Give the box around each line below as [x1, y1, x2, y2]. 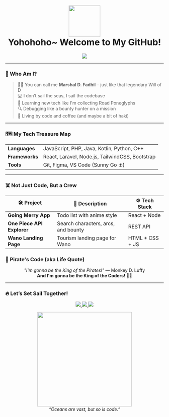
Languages [8, 145, 35, 152]
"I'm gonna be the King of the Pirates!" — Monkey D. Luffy [24, 267, 145, 273]
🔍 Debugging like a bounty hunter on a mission [17, 106, 116, 112]
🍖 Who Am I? [5, 70, 37, 77]
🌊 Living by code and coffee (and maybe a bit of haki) [17, 113, 129, 119]
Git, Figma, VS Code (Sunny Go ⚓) [43, 161, 125, 168]
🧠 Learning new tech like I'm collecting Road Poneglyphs [17, 100, 136, 106]
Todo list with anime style [57, 212, 117, 219]
